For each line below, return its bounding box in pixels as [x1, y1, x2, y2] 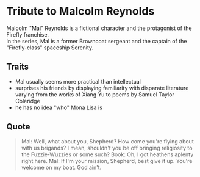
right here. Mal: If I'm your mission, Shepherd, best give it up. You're [21, 157, 193, 164]
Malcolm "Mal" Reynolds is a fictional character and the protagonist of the [6, 24, 192, 32]
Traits [6, 62, 29, 72]
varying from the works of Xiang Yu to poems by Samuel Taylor [15, 90, 175, 98]
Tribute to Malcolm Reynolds [6, 4, 155, 18]
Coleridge [15, 97, 41, 104]
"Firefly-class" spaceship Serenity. [6, 44, 94, 51]
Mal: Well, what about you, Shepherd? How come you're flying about [21, 137, 194, 145]
